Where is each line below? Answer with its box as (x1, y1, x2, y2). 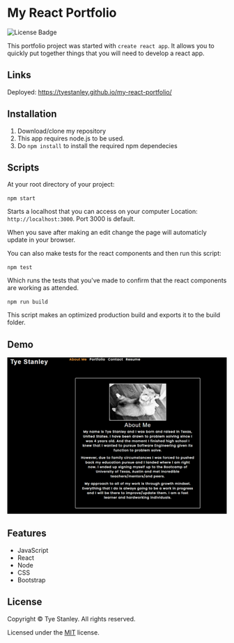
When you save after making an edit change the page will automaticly (7, 229, 207, 237)
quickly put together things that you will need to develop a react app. (7, 49, 205, 57)
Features (7, 528, 47, 540)
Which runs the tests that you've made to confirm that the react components (7, 276, 227, 284)
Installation (7, 108, 57, 120)
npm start (7, 195, 36, 202)
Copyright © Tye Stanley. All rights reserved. (7, 614, 136, 623)
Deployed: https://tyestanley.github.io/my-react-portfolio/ (7, 87, 172, 96)
